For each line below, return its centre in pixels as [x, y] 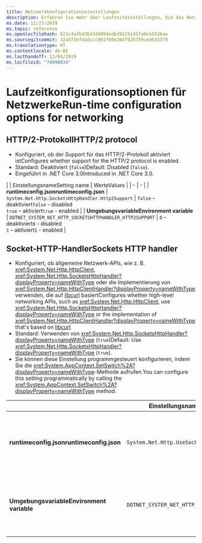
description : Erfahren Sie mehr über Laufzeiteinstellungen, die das [95, 17]
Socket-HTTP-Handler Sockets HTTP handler [92, 248]
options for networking [65, 117]
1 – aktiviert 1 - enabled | [36, 230]
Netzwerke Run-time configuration [94, 104]
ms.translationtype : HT [36, 46]
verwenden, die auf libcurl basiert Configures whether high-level [94, 295]
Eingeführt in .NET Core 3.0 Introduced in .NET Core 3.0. [84, 173]
